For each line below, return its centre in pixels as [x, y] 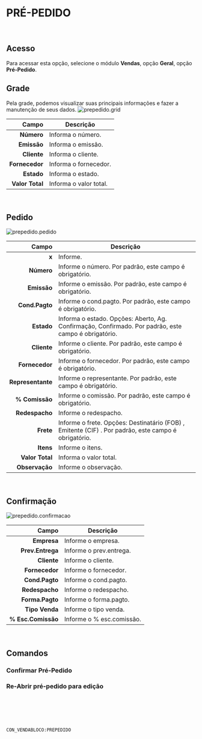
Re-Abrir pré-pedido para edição [55, 687]
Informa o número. [75, 135]
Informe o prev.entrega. [97, 551]
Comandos [27, 653]
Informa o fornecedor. [80, 164]
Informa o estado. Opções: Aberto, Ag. [112, 319]
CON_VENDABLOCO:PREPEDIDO [38, 730]
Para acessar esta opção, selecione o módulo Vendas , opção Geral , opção [99, 63]
